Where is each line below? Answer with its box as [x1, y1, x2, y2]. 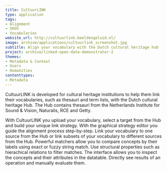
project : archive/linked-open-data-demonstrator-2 [5, 49, 114, 54]
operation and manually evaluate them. [5, 159, 86, 166]
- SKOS [5, 26, 19, 31]
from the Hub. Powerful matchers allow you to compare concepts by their [5, 138, 157, 144]
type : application [5, 12, 44, 17]
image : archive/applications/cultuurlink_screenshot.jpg [5, 40, 127, 45]
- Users [5, 63, 22, 68]
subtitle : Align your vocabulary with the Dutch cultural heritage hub [5, 45, 158, 50]
